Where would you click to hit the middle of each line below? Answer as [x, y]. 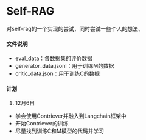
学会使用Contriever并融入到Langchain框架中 [71, 116]
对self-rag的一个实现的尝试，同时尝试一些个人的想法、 [75, 28]
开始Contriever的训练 [42, 124]
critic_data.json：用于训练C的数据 [57, 73]
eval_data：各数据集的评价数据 [54, 58]
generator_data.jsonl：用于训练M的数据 [64, 66]
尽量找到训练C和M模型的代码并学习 [60, 131]
